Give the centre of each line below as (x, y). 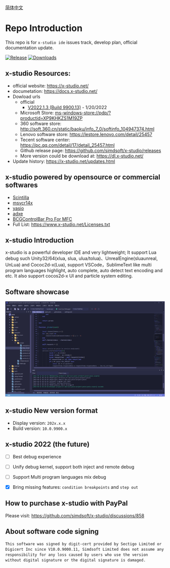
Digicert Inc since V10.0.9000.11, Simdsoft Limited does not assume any (85, 550)
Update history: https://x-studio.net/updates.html (64, 161)
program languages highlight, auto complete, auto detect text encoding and (84, 271)
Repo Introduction (44, 28)
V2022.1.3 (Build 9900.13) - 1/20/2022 (67, 107)
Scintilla (21, 197)
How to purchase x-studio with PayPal (67, 503)
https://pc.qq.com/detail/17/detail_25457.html (67, 145)
